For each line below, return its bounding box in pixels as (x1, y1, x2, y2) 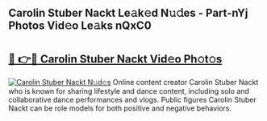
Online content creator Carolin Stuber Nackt (112, 78, 259, 87)
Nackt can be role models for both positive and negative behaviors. (8, 103, 232, 113)
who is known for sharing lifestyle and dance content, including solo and (8, 87, 250, 95)
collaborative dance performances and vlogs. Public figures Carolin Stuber (8, 95, 257, 104)
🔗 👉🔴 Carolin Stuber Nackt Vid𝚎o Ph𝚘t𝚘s (8, 52, 223, 66)
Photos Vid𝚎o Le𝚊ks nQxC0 (8, 19, 152, 33)
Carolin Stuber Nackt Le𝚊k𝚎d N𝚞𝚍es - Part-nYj (8, 6, 248, 20)
